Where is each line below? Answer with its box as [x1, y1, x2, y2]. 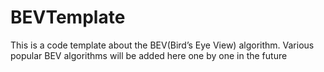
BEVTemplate [10, 6, 126, 29]
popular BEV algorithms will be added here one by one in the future [10, 49, 288, 61]
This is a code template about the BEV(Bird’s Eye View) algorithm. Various [10, 39, 315, 51]
